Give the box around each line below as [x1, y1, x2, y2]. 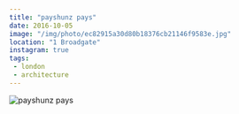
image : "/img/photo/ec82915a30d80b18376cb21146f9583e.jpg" [9, 29, 232, 38]
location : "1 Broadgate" [9, 37, 101, 47]
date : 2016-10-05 [9, 21, 73, 30]
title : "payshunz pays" [9, 12, 97, 22]
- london [12, 63, 46, 72]
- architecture [12, 71, 69, 80]
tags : [9, 54, 29, 63]
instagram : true [9, 46, 69, 55]
